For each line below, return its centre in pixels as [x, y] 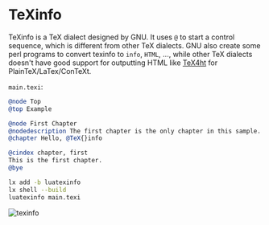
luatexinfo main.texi [45, 197]
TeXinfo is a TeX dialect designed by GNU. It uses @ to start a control [122, 37]
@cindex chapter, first [48, 153]
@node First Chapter [43, 123]
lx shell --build [37, 190]
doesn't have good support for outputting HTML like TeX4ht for [113, 63]
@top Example [30, 109]
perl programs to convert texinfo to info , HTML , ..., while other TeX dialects [130, 54]
